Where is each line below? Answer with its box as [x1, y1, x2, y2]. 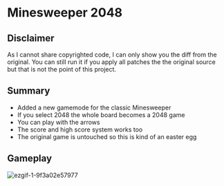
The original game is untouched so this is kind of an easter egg [17, 132, 197, 141]
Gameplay [7, 153, 53, 165]
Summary [7, 85, 50, 97]
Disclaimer [7, 32, 55, 44]
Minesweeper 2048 [7, 5, 123, 21]
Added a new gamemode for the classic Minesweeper [17, 103, 171, 112]
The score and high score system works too [17, 125, 143, 134]
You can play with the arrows [17, 118, 100, 126]
